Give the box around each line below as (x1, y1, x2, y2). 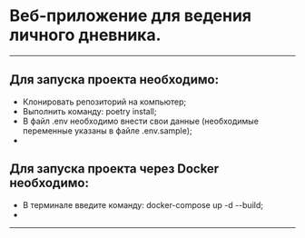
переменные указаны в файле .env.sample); (22, 124, 192, 136)
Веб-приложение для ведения (9, 5, 252, 26)
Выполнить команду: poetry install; (22, 105, 157, 116)
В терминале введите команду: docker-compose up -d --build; (22, 199, 263, 210)
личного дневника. (9, 25, 162, 45)
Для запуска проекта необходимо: (9, 72, 220, 87)
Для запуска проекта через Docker (9, 161, 220, 177)
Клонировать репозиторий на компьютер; (22, 96, 187, 107)
